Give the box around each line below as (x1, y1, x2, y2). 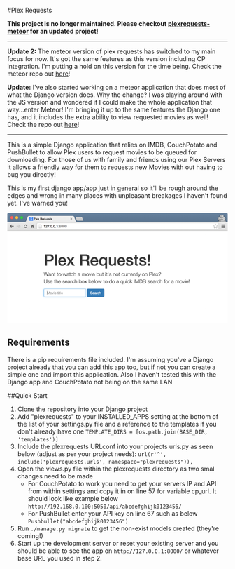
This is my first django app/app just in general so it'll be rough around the (7, 184, 219, 192)
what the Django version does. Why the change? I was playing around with (7, 91, 222, 99)
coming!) (17, 531, 43, 540)
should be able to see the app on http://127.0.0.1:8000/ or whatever (17, 547, 219, 555)
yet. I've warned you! (7, 199, 69, 207)
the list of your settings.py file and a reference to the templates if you (17, 420, 217, 428)
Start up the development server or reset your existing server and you (17, 539, 219, 547)
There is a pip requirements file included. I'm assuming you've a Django (7, 355, 214, 363)
